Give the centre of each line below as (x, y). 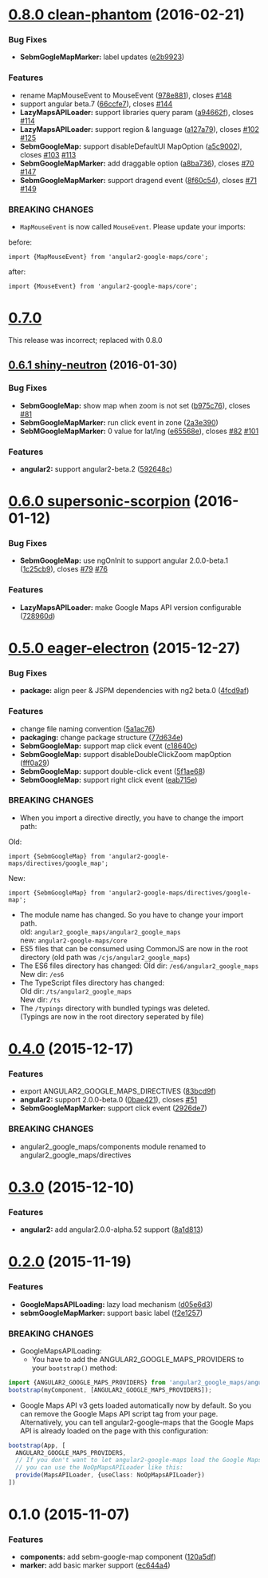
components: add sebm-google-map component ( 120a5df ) (118, 1557)
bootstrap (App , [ (37, 1445)
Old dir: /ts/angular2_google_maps (76, 991)
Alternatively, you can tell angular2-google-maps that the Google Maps (136, 1422)
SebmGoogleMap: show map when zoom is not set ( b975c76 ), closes (135, 405)
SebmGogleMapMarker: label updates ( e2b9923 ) (102, 57)
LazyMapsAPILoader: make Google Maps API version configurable (130, 607)
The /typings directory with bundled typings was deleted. (115, 1008)
